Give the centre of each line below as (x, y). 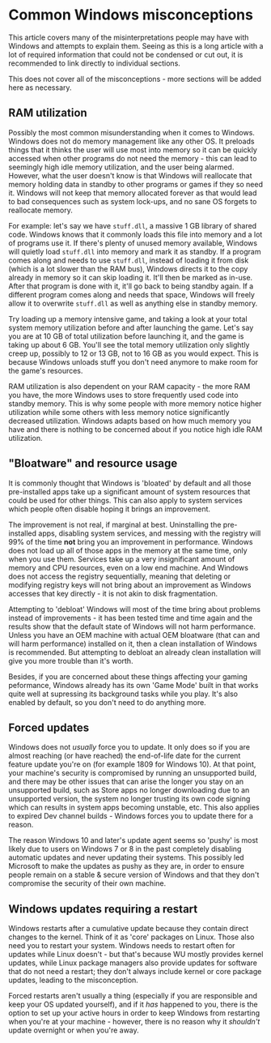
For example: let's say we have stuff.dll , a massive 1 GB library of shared (133, 225)
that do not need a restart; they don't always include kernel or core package (135, 972)
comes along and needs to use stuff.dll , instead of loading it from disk (129, 260)
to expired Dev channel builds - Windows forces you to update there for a (131, 816)
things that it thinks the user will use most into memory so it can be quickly (133, 150)
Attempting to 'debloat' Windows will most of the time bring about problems (135, 609)
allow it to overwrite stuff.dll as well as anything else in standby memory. (133, 303)
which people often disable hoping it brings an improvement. (110, 509)
